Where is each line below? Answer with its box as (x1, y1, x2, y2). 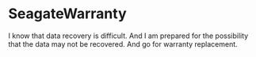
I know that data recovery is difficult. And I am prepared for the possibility (8, 31, 249, 40)
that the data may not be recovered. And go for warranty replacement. (8, 39, 238, 48)
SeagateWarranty (8, 5, 127, 23)
